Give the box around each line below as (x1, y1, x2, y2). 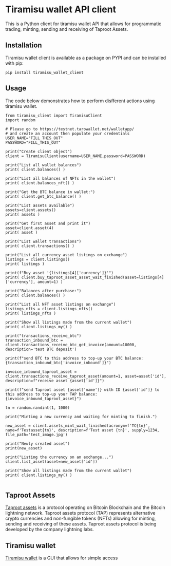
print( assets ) (5, 212, 40, 217)
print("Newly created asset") (5, 441, 70, 446)
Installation (5, 41, 42, 50)
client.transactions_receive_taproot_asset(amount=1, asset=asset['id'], (5, 373, 167, 379)
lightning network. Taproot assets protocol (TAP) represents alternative (5, 510, 156, 516)
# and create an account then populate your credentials (5, 131, 130, 136)
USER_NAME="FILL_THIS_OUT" (5, 135, 63, 141)
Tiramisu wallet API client (5, 4, 117, 15)
